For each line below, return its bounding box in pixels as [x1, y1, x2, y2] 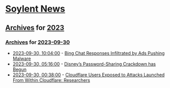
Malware [12, 55, 32, 62]
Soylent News [5, 3, 65, 15]
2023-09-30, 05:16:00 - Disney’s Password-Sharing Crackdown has [12, 61, 156, 67]
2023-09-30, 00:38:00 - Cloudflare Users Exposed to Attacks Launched [12, 72, 165, 78]
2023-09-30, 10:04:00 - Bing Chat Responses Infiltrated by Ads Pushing [12, 50, 165, 56]
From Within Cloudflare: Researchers [12, 77, 91, 83]
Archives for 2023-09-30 [5, 39, 70, 46]
